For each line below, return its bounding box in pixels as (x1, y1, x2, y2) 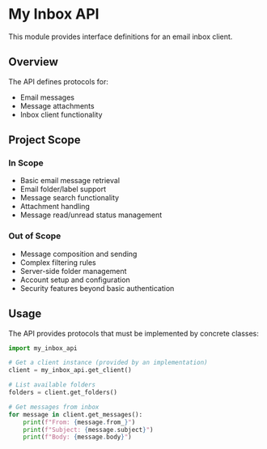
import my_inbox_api (8, 344, 78, 353)
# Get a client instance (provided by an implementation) (8, 358, 208, 367)
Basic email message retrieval (19, 176, 120, 186)
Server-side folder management (19, 266, 127, 276)
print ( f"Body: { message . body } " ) (23, 433, 132, 442)
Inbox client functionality (19, 109, 103, 119)
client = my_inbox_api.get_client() (8, 366, 132, 374)
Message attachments (19, 100, 95, 110)
